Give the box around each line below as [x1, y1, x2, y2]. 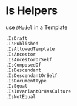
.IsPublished [5, 41, 39, 47]
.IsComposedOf [5, 62, 42, 68]
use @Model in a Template [5, 24, 68, 31]
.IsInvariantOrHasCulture [5, 88, 71, 94]
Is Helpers [5, 4, 58, 18]
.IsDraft [5, 35, 28, 41]
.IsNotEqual [5, 93, 36, 100]
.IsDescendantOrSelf [5, 72, 58, 79]
